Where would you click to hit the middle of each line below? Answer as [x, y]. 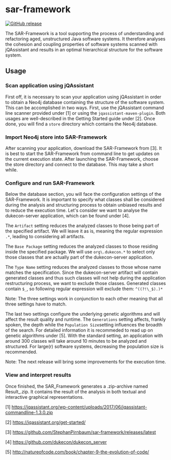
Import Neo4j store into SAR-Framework [56, 137]
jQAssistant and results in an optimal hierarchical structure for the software [84, 49]
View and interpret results [38, 375]
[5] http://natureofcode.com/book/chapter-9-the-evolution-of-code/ [77, 452]
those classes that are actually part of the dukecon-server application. [79, 257]
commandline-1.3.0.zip [29, 412]
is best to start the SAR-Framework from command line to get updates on [82, 154]
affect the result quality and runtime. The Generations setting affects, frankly [86, 319]
